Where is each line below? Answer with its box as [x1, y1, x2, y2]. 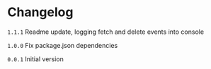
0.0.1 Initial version [7, 54, 64, 63]
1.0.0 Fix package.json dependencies [7, 41, 118, 49]
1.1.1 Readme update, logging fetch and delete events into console [7, 27, 204, 36]
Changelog [7, 4, 74, 20]
